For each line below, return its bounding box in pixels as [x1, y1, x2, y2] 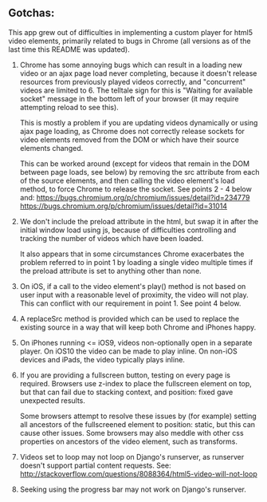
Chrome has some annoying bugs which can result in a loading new [19, 60, 243, 69]
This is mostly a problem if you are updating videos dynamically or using [19, 117, 258, 127]
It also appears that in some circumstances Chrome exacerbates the [19, 249, 245, 259]
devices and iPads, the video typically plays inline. [19, 354, 186, 364]
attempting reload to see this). [19, 102, 120, 112]
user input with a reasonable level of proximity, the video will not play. [19, 290, 249, 299]
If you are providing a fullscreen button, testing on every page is [19, 370, 231, 380]
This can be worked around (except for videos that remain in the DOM [19, 159, 249, 168]
